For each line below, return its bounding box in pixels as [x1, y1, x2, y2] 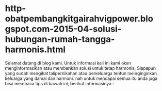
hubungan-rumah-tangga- [5, 34, 115, 45]
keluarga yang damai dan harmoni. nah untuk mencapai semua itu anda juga [5, 76, 158, 81]
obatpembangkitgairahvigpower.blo [5, 13, 154, 24]
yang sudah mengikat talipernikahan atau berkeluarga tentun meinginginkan [5, 70, 157, 76]
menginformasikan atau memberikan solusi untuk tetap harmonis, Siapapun [5, 65, 156, 71]
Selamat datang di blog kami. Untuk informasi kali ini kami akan [5, 60, 131, 66]
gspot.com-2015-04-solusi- [5, 24, 122, 34]
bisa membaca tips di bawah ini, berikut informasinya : [5, 80, 114, 86]
